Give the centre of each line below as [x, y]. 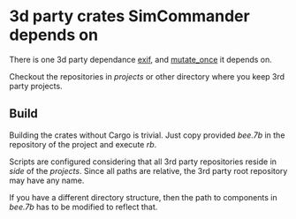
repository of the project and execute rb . [83, 144]
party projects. [36, 86]
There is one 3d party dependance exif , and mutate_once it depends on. [140, 59]
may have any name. [47, 180]
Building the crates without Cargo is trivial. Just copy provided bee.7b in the [147, 135]
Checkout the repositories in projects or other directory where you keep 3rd [147, 76]
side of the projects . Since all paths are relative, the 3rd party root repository [148, 170]
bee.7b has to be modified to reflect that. [83, 207]
